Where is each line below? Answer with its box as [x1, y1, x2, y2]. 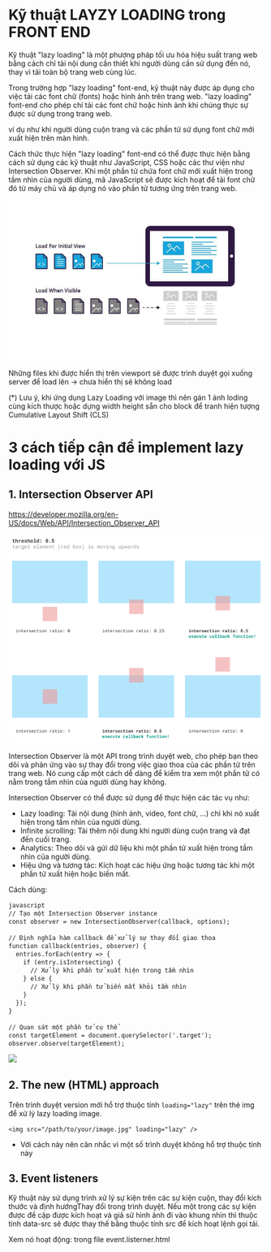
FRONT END [8, 23, 91, 41]
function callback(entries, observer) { [8, 942, 148, 950]
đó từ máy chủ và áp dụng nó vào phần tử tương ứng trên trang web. [8, 183, 238, 193]
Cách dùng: [8, 884, 48, 895]
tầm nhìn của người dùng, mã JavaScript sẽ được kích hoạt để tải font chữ [8, 175, 256, 184]
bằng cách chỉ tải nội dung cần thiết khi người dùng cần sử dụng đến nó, [8, 58, 251, 68]
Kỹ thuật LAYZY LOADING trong [8, 6, 226, 24]
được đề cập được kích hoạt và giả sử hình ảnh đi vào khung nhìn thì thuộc [8, 1211, 258, 1220]
